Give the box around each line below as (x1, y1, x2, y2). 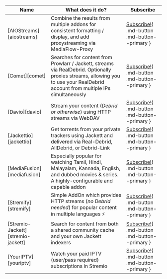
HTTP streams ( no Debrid (50, 198, 111, 205)
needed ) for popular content (50, 204, 117, 210)
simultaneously (50, 91, 86, 98)
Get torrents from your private (50, 126, 121, 133)
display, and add (50, 33, 89, 40)
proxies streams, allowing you (50, 72, 120, 79)
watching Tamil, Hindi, (50, 159, 102, 165)
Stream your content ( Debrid (50, 102, 118, 109)
